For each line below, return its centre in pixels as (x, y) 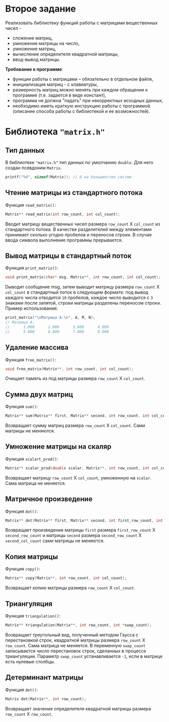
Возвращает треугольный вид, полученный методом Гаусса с (72, 635)
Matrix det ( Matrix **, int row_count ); (46, 699)
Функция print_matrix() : (32, 268)
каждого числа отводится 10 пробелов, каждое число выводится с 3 (79, 298)
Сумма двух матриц (39, 394)
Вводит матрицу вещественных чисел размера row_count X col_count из (83, 224)
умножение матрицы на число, (46, 43)
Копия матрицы (32, 557)
